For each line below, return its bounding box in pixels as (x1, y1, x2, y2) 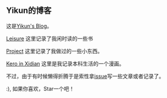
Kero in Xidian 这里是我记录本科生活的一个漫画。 (6, 60, 124, 67)
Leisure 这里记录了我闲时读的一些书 (6, 35, 94, 42)
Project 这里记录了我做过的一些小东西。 (6, 47, 103, 54)
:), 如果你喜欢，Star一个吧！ (6, 85, 75, 92)
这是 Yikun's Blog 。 (6, 22, 52, 30)
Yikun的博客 (6, 5, 52, 16)
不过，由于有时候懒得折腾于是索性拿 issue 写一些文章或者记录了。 (6, 73, 165, 80)
